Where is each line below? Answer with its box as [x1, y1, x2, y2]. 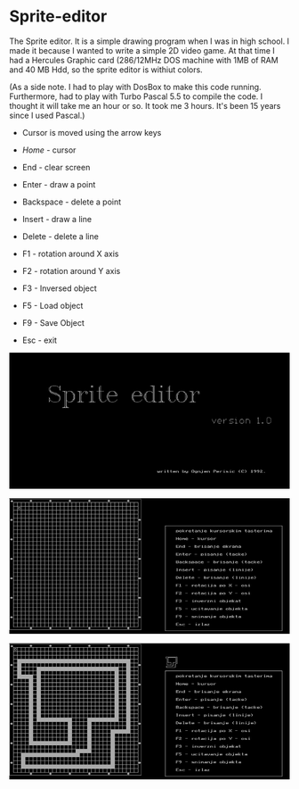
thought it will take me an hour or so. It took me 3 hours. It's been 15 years [9, 100, 281, 111]
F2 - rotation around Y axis [21, 265, 121, 276]
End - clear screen [21, 162, 91, 172]
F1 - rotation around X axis [21, 248, 119, 259]
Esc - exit [21, 335, 58, 345]
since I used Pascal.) [9, 110, 85, 120]
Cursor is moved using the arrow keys [21, 127, 162, 137]
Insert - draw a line [21, 213, 92, 224]
